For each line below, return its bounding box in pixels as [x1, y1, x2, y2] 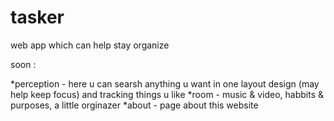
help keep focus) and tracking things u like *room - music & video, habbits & [10, 88, 324, 100]
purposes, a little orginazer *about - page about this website [10, 99, 259, 111]
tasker [10, 6, 65, 29]
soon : [10, 58, 37, 70]
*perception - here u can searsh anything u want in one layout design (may [10, 77, 320, 90]
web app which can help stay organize [10, 39, 170, 51]
